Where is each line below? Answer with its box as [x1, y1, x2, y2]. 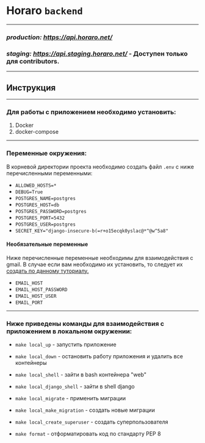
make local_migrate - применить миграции [15, 395, 126, 402]
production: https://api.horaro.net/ [6, 33, 113, 41]
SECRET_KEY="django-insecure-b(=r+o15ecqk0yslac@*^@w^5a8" [15, 228, 169, 234]
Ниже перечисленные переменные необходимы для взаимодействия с [6, 254, 193, 261]
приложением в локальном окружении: [6, 327, 132, 336]
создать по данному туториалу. [6, 267, 89, 275]
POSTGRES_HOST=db [15, 202, 60, 208]
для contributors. [6, 57, 60, 65]
